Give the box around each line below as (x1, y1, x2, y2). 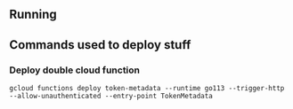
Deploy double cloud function (9, 64, 141, 76)
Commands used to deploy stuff (9, 37, 191, 52)
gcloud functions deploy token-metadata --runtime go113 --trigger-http (9, 84, 285, 93)
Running (9, 7, 58, 22)
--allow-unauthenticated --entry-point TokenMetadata (9, 92, 214, 101)
